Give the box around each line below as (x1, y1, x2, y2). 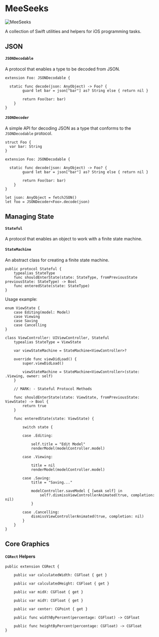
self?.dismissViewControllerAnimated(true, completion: (39, 493, 155, 498)
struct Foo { (5, 139, 32, 145)
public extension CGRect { (5, 564, 60, 569)
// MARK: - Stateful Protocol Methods (14, 386, 92, 391)
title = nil (31, 463, 55, 468)
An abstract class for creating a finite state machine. (5, 257, 110, 263)
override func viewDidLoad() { (14, 357, 77, 362)
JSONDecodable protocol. (5, 130, 52, 136)
